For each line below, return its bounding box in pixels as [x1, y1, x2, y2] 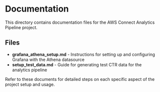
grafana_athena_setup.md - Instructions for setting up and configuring [12, 51, 155, 57]
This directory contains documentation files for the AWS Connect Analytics [5, 19, 155, 25]
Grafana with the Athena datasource [12, 57, 85, 62]
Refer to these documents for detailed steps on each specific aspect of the [5, 76, 155, 82]
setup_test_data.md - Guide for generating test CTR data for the [12, 61, 142, 67]
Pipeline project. [5, 24, 38, 30]
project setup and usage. [5, 81, 55, 87]
